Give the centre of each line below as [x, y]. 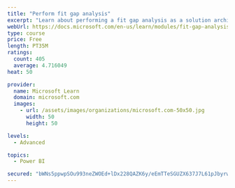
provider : [22, 84]
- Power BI [29, 162]
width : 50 [40, 117]
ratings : [20, 53]
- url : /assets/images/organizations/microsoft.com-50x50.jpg [112, 111]
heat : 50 [20, 72]
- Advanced [29, 142]
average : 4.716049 [41, 65]
